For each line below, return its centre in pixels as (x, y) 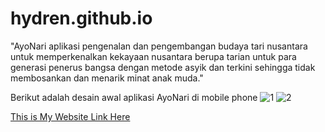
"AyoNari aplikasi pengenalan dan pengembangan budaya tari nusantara (159, 46)
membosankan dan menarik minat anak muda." (107, 78)
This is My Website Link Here (70, 116)
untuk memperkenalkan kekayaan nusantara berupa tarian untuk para (153, 56)
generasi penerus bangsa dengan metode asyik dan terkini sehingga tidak (163, 67)
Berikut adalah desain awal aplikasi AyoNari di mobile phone (134, 97)
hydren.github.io (81, 18)
